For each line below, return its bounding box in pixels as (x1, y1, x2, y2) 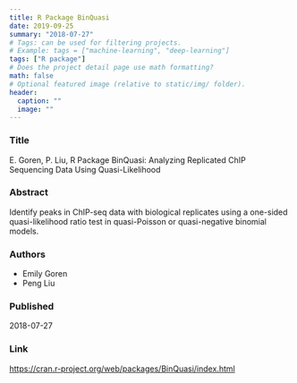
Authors (9, 248, 47, 260)
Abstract (9, 186, 49, 199)
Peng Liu (21, 278, 55, 289)
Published (9, 301, 55, 313)
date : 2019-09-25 (9, 21, 74, 30)
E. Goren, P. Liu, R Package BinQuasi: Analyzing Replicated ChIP (9, 154, 246, 166)
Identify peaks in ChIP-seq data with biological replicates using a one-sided (9, 207, 288, 217)
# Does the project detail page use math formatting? (9, 64, 215, 72)
